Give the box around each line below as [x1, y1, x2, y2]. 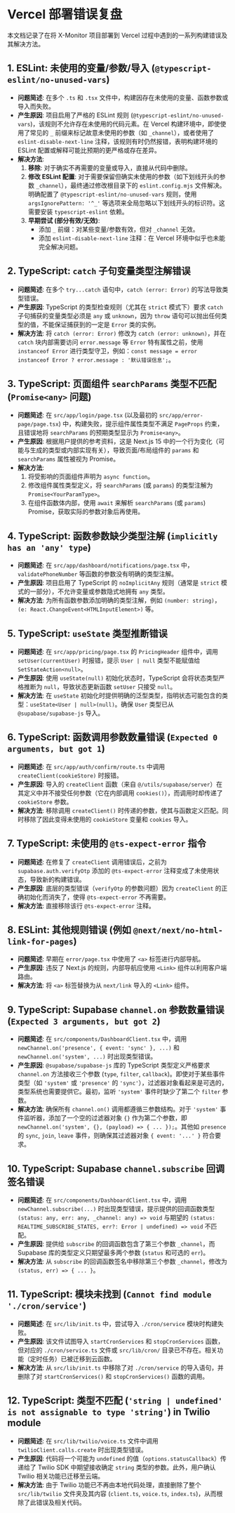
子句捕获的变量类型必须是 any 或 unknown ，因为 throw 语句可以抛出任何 [17, 311, 221, 320]
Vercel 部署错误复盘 [7, 6, 123, 22]
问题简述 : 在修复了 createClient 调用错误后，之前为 [17, 858, 167, 866]
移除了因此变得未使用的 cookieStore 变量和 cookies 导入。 [23, 815, 192, 823]
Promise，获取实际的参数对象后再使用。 [27, 507, 145, 516]
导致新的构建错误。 [29, 875, 86, 884]
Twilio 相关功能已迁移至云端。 [17, 1472, 104, 1480]
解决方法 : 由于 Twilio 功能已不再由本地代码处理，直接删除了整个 [17, 1480, 201, 1489]
